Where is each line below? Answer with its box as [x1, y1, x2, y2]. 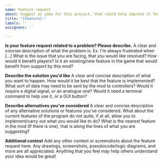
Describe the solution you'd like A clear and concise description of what [5, 73, 151, 79]
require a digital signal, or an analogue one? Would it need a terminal [5, 88, 142, 94]
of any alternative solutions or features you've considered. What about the [5, 108, 154, 114]
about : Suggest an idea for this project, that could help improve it [5, 12, 151, 16]
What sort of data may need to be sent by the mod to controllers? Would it [5, 83, 153, 89]
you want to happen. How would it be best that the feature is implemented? [5, 78, 155, 84]
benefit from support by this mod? [5, 64, 74, 69]
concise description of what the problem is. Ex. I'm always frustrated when [5, 48, 155, 54]
